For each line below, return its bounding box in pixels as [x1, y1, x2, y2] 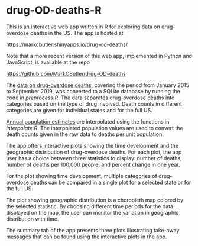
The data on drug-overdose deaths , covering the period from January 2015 [6, 81, 189, 89]
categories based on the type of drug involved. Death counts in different [6, 100, 182, 107]
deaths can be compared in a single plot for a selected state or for [30, 179, 191, 186]
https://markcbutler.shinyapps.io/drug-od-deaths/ [6, 41, 128, 48]
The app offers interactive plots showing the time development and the [6, 142, 179, 149]
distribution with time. [6, 215, 59, 222]
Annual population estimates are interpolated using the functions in [6, 118, 170, 125]
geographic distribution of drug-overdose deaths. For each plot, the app [6, 148, 182, 156]
